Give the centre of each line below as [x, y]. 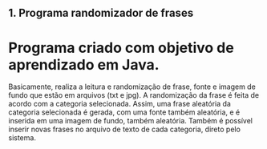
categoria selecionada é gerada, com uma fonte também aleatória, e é [124, 112]
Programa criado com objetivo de [121, 48]
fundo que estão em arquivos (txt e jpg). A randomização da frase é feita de [133, 95]
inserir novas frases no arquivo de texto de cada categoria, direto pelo [124, 129]
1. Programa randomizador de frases [101, 13]
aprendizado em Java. [84, 64]
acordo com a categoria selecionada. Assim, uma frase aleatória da [119, 104]
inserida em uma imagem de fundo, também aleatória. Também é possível [130, 121]
